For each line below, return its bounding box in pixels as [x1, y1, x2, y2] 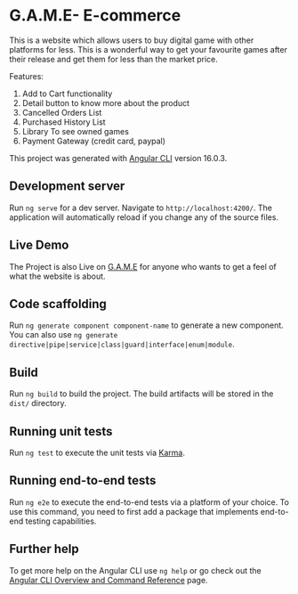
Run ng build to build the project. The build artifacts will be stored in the [9, 388, 274, 399]
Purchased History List [21, 117, 106, 127]
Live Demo [9, 238, 69, 253]
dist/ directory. [9, 398, 67, 409]
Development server [9, 179, 125, 194]
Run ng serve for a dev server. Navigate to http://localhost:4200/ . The [9, 202, 273, 213]
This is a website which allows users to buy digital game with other [9, 35, 254, 45]
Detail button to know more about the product [21, 97, 189, 108]
